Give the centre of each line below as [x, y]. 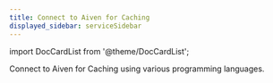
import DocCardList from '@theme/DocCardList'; [99, 51]
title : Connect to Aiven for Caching [80, 17]
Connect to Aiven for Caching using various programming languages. [137, 69]
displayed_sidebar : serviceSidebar [76, 26]
